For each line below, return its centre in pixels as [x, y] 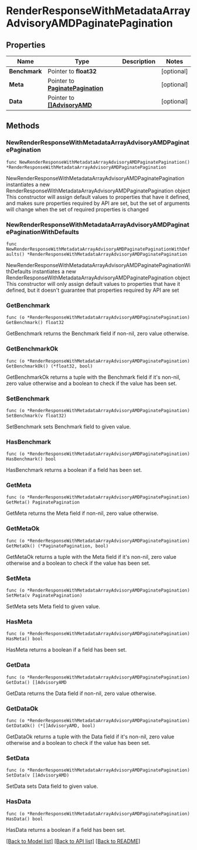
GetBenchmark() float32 [35, 323]
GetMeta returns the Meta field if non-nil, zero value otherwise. [82, 513]
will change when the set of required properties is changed [77, 209]
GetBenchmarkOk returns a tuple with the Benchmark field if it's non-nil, [93, 377]
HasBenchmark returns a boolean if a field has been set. [74, 470]
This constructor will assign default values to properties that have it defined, [98, 197]
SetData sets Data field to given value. [52, 786]
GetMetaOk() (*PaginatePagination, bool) [57, 546]
